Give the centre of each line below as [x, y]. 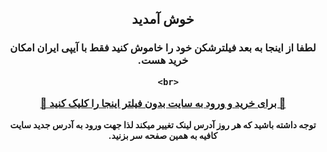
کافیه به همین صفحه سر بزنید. [163, 136]
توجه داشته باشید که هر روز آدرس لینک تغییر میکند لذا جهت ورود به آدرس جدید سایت [163, 125]
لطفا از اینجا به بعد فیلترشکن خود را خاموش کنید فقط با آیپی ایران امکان [163, 48]
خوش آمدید [163, 19]
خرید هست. [163, 60]
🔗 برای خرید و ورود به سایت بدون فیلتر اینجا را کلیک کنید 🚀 [163, 104]
